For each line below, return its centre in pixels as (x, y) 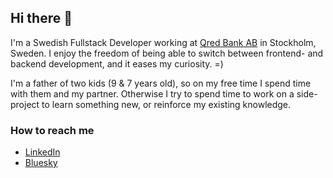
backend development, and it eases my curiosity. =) (117, 63)
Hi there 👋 (41, 18)
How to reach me (52, 130)
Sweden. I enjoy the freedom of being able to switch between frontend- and (167, 53)
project (25, 104)
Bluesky (41, 163)
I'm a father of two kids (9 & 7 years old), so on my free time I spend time (161, 83)
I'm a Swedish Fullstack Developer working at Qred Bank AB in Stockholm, (163, 42)
